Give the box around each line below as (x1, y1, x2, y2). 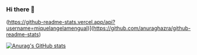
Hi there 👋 (6, 5, 35, 13)
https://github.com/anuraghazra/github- (93, 25, 191, 32)
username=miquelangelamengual (6, 25, 88, 32)
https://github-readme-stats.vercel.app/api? (8, 19, 115, 26)
